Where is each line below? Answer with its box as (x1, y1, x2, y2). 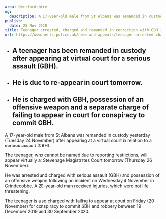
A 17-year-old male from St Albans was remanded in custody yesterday (5, 132, 150, 138)
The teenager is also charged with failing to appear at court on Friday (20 (5, 198, 154, 204)
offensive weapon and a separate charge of (12, 103, 149, 112)
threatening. (5, 188, 30, 194)
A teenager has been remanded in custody (12, 46, 147, 55)
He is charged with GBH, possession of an (12, 95, 144, 104)
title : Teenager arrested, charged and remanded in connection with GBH (5, 28, 158, 33)
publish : (5, 18, 23, 23)
